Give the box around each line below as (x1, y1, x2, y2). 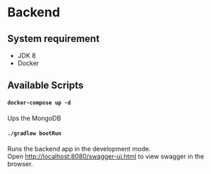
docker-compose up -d (7, 99, 72, 107)
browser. (7, 159, 33, 168)
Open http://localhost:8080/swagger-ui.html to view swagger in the (7, 152, 205, 161)
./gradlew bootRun (7, 130, 62, 137)
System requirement (7, 33, 100, 45)
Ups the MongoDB (7, 114, 62, 122)
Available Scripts (7, 80, 84, 92)
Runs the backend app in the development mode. (7, 144, 151, 153)
